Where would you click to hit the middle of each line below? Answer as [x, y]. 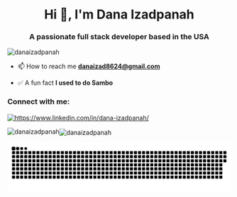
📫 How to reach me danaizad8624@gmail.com [89, 66]
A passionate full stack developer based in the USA [119, 37]
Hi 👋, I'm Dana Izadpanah [119, 15]
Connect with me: [39, 102]
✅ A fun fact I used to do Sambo [65, 83]
